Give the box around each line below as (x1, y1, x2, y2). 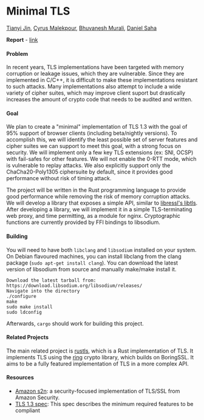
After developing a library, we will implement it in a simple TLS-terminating (6, 206, 192, 213)
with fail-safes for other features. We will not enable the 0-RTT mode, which (6, 155, 197, 163)
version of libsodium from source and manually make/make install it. (6, 265, 177, 273)
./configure (6, 293, 36, 299)
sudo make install (6, 303, 53, 310)
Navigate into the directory (6, 288, 80, 294)
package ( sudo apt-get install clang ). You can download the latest (6, 259, 178, 266)
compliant (15, 407, 41, 414)
